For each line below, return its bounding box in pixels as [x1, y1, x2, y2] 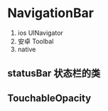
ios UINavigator [17, 28, 64, 37]
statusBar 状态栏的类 [7, 68, 101, 80]
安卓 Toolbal [17, 37, 54, 46]
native [17, 45, 36, 53]
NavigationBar [7, 5, 94, 21]
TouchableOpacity [7, 92, 92, 104]
